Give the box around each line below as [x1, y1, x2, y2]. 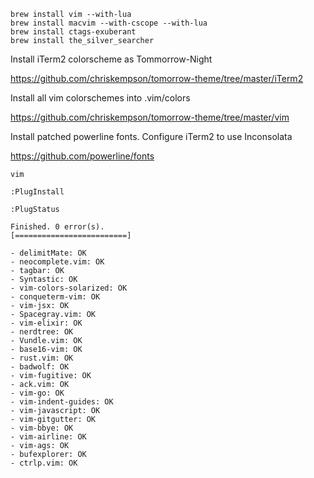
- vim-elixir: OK [10, 318, 83, 328]
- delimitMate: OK [10, 248, 87, 258]
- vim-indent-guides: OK [10, 397, 114, 407]
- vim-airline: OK [10, 432, 87, 442]
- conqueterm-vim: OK [10, 292, 101, 302]
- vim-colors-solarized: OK [10, 283, 128, 293]
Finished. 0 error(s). [10, 222, 105, 232]
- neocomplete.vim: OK [10, 257, 105, 267]
